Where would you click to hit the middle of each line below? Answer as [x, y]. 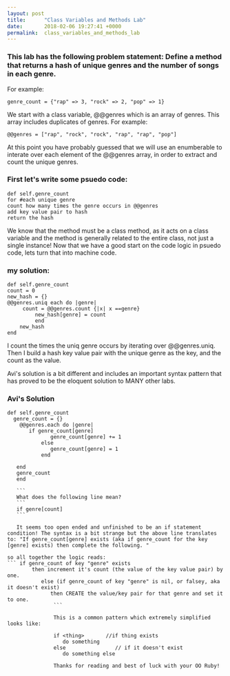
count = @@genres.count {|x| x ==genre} [81, 309]
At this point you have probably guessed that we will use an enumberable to [115, 147]
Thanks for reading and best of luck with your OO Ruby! [137, 666]
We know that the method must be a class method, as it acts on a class [108, 231]
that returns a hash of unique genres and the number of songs [113, 65]
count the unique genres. [43, 162]
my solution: [29, 271]
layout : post [26, 13]
